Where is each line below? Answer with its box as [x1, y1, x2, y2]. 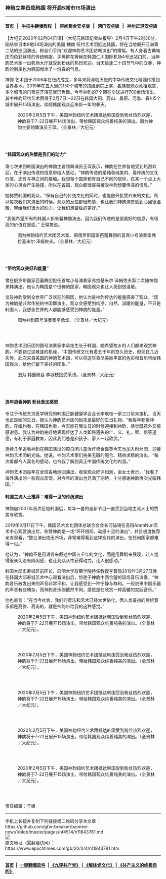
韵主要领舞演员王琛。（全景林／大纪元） [17, 124, 98, 130]
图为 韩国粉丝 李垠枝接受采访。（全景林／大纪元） [17, 371, 118, 377]
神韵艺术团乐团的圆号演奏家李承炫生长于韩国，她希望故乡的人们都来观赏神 [5, 342, 157, 348]
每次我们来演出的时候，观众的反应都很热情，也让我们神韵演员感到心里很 [9, 198, 157, 204]
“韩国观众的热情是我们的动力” [5, 151, 67, 157]
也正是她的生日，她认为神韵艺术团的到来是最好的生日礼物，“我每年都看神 [5, 417, 155, 423]
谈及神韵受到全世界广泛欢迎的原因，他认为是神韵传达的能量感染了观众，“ [5, 294, 155, 300]
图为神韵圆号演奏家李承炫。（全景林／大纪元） [17, 317, 111, 323]
